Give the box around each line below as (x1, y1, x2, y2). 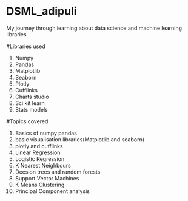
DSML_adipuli (6, 4, 77, 18)
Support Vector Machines (15, 174, 79, 182)
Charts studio (15, 93, 50, 100)
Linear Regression (15, 149, 61, 156)
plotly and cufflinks (15, 142, 63, 149)
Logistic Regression (15, 155, 65, 162)
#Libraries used (6, 43, 45, 50)
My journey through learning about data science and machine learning (6, 24, 183, 32)
